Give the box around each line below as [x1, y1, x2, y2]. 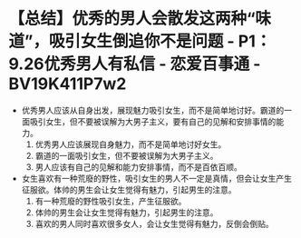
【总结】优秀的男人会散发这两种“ [8, 8, 256, 29]
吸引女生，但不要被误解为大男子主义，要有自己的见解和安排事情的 [29, 115, 277, 127]
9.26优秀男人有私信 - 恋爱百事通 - [8, 54, 261, 74]
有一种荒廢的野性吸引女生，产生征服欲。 [34, 195, 187, 206]
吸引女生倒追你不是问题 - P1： [48, 31, 272, 52]
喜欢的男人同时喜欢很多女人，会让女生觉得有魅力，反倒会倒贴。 [34, 218, 274, 229]
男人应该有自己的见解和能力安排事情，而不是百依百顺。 [34, 161, 242, 173]
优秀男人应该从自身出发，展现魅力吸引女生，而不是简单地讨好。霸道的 [21, 104, 285, 115]
